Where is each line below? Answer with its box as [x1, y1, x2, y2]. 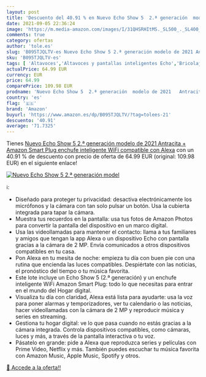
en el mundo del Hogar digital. [15, 287, 92, 294]
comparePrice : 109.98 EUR [6, 83, 72, 89]
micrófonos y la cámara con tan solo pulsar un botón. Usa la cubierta [15, 202, 190, 210]
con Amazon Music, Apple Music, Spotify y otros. [15, 352, 140, 359]
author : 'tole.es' [6, 44, 53, 50]
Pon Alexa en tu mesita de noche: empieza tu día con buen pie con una [15, 254, 195, 262]
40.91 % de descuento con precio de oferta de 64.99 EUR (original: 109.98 [6, 153, 195, 160]
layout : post [6, 9, 40, 15]
